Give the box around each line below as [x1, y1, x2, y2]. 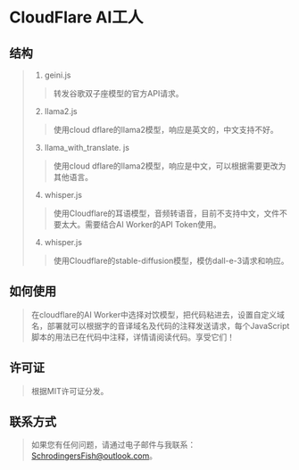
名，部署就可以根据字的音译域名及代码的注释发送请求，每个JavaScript [30, 320, 290, 331]
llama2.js [44, 106, 78, 116]
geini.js [44, 70, 71, 80]
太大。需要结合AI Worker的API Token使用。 [61, 219, 221, 229]
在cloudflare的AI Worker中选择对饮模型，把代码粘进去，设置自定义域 [30, 309, 286, 320]
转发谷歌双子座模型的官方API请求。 [53, 88, 184, 98]
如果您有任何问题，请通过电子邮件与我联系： [30, 440, 196, 450]
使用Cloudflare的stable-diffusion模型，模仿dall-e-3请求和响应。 [53, 255, 289, 266]
